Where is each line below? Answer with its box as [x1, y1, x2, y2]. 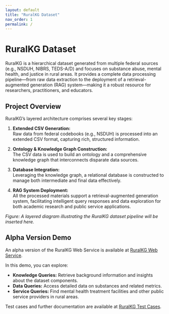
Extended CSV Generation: [12, 125, 71, 131]
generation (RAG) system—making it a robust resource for [30, 82, 151, 88]
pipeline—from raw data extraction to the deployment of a [5, 77, 126, 83]
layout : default [5, 7, 39, 13]
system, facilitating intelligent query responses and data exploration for [12, 198, 161, 204]
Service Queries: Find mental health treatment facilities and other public [12, 288, 164, 294]
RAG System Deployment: [12, 187, 69, 193]
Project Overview [5, 102, 61, 111]
